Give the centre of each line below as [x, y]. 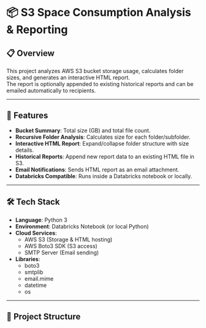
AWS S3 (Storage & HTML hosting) [68, 239]
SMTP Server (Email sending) [62, 252]
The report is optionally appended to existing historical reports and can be [100, 84]
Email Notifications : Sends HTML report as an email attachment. [97, 170]
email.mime [39, 278]
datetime [36, 285]
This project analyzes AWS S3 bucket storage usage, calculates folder [95, 71]
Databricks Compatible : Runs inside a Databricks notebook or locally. [104, 176]
